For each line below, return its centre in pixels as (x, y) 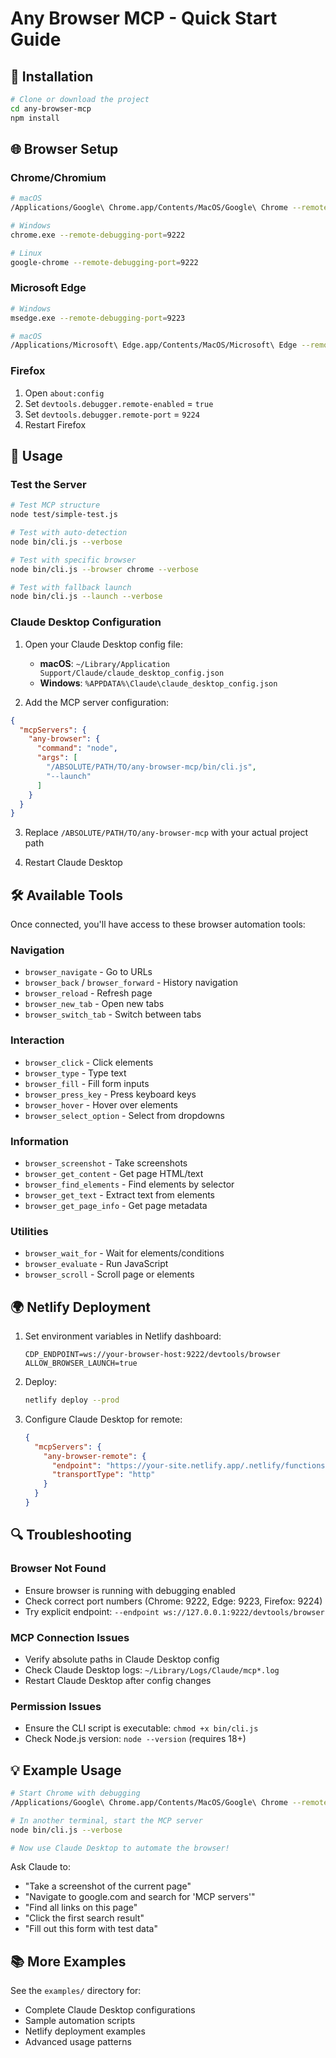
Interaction (37, 1040)
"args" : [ (57, 758)
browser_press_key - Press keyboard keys (110, 1094)
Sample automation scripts (80, 2021)
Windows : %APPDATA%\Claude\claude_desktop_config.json (158, 683)
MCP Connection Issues (70, 1637)
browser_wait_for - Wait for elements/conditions (124, 1253)
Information (39, 1141)
